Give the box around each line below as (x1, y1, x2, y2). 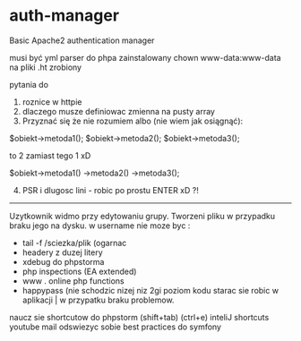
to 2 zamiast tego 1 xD (9, 149, 91, 161)
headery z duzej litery (21, 247, 103, 258)
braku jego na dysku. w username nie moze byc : (9, 220, 191, 231)
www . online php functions (21, 275, 125, 286)
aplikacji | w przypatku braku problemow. (21, 294, 175, 305)
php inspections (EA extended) (21, 266, 137, 277)
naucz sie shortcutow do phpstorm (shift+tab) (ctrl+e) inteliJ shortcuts (9, 311, 270, 322)
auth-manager (9, 5, 119, 26)
